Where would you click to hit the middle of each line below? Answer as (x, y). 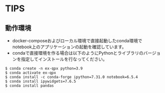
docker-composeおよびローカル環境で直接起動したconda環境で (77, 41)
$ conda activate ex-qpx (31, 73)
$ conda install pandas (30, 86)
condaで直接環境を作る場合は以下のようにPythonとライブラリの (78, 53)
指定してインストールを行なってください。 (64, 59)
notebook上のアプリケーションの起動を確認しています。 (69, 47)
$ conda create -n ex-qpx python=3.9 (44, 68)
